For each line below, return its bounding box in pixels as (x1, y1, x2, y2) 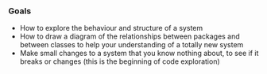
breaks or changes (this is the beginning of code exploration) (19, 57, 220, 66)
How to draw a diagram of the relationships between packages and (19, 31, 240, 41)
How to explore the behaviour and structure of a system (19, 24, 203, 33)
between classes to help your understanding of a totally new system (19, 40, 244, 50)
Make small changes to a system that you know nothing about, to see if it (19, 49, 259, 58)
